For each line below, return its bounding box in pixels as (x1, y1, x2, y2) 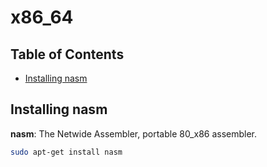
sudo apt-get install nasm (10, 147, 123, 157)
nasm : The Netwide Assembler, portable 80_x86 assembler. (10, 127, 258, 140)
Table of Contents (10, 46, 125, 63)
